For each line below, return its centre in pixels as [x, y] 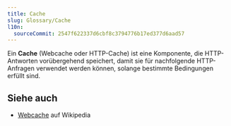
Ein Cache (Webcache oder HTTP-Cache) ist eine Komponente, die [105, 53]
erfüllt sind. [24, 76]
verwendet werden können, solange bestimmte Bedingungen [125, 68]
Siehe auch [32, 98]
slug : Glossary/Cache [39, 20]
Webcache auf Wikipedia [54, 115]
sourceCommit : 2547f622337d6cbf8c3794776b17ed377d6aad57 [99, 33]
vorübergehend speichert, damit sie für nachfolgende [117, 61]
